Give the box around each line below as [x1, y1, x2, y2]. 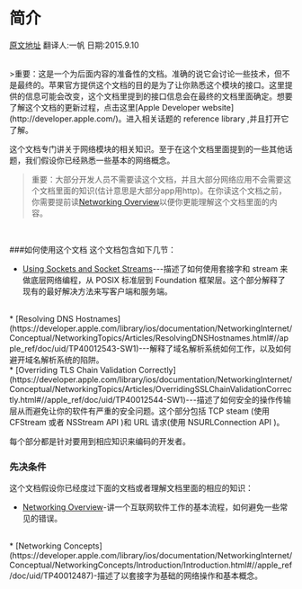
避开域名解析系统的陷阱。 [9, 354, 104, 365]
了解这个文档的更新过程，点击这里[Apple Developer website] [9, 102, 235, 112]
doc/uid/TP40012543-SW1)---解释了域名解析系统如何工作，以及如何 [37, 343, 292, 353]
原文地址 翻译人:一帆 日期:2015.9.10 [9, 40, 139, 50]
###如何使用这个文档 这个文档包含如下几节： [9, 244, 177, 254]
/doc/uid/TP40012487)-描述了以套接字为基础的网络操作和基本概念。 [9, 570, 263, 581]
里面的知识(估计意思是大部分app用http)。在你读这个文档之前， [55, 185, 288, 196]
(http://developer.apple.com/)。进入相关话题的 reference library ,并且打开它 [9, 113, 289, 124]
